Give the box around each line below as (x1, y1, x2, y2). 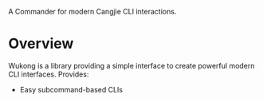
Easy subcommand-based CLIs (19, 84, 124, 94)
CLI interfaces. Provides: (8, 69, 89, 79)
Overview (8, 35, 74, 53)
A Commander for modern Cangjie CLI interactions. (8, 7, 177, 16)
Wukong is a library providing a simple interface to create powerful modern (8, 61, 255, 70)
